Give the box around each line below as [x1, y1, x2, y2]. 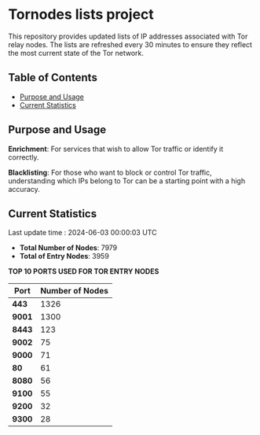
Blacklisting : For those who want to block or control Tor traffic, [8, 168, 212, 177]
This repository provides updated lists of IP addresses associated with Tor [8, 31, 248, 41]
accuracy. [8, 184, 41, 194]
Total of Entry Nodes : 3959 [19, 252, 110, 261]
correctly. [8, 152, 39, 162]
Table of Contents [8, 71, 98, 84]
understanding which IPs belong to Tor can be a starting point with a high [8, 175, 246, 186]
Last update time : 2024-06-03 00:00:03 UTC [8, 228, 157, 238]
